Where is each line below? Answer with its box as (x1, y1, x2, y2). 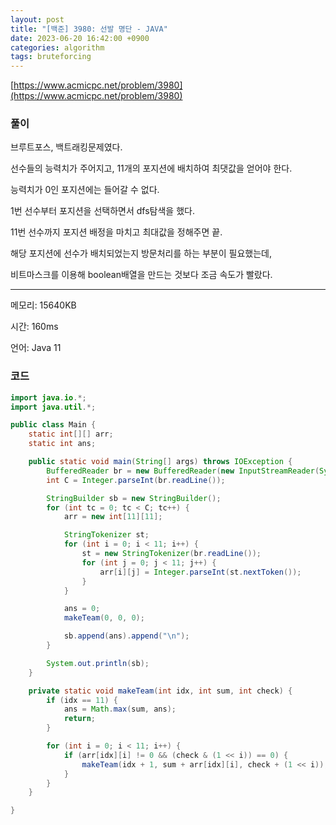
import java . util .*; (10, 402, 97, 412)
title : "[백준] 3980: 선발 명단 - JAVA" (10, 24, 168, 34)
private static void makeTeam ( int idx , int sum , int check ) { (28, 686, 293, 696)
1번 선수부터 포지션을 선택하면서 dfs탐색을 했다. (10, 205, 195, 217)
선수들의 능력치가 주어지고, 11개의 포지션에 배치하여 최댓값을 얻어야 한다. (10, 162, 293, 175)
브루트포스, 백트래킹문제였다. (10, 141, 123, 153)
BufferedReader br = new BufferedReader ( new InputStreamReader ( (46, 466, 320, 476)
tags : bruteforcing (10, 52, 92, 62)
